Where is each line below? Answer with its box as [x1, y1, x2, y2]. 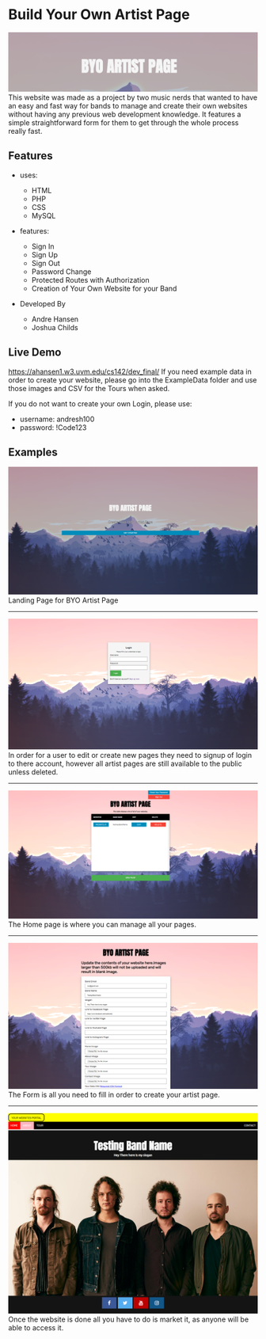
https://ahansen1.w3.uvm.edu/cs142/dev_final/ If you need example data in [8, 367, 252, 376]
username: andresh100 [19, 414, 95, 424]
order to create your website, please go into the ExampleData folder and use [8, 375, 257, 385]
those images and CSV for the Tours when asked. [8, 383, 170, 393]
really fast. [8, 127, 43, 136]
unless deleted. [8, 767, 59, 777]
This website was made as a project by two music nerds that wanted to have [8, 93, 258, 102]
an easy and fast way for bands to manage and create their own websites [8, 101, 248, 111]
